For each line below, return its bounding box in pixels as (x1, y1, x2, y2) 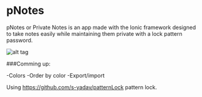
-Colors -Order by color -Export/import (6, 72, 105, 79)
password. (6, 36, 33, 44)
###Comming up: (6, 60, 51, 67)
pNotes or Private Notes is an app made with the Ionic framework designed (6, 24, 196, 31)
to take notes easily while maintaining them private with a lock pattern (6, 30, 182, 37)
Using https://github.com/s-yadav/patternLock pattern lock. (6, 83, 157, 91)
